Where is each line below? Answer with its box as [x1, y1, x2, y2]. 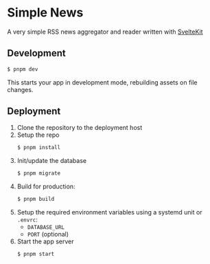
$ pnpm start [16, 251, 55, 258]
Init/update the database [16, 157, 87, 165]
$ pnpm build [16, 196, 55, 203]
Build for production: [16, 182, 75, 190]
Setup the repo [16, 131, 60, 139]
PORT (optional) [27, 230, 69, 239]
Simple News [7, 5, 84, 21]
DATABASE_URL [27, 224, 65, 231]
